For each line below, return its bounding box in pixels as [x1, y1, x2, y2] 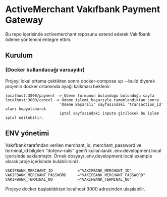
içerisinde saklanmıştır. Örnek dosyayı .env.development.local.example [5, 153, 152, 159]
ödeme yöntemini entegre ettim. [5, 36, 72, 43]
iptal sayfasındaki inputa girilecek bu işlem [59, 110, 159, 116]
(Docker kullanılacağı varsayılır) [5, 66, 85, 73]
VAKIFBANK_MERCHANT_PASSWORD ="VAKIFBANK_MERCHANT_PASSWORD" [5, 173, 145, 178]
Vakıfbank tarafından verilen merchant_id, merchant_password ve [5, 142, 142, 148]
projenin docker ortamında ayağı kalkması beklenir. [5, 83, 111, 89]
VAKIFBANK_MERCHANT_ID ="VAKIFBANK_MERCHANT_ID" [5, 168, 132, 173]
